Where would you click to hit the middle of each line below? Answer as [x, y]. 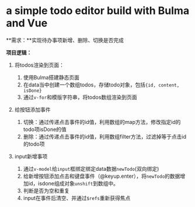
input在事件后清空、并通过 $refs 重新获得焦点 [77, 198]
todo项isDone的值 [45, 129]
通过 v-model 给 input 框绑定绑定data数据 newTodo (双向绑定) [91, 168]
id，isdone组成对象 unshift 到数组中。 [73, 183]
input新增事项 [31, 156]
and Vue [27, 23]
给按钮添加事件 [32, 109]
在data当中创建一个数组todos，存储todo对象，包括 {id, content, [101, 84]
